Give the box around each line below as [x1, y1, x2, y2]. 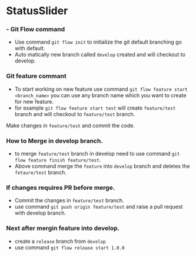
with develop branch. [14, 209, 67, 216]
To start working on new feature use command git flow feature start [14, 85, 188, 93]
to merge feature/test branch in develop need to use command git [14, 150, 180, 157]
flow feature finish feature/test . [14, 156, 101, 163]
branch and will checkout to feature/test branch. [14, 110, 135, 117]
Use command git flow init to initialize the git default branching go [14, 38, 182, 45]
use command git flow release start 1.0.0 [14, 243, 125, 251]
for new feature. [14, 98, 54, 105]
